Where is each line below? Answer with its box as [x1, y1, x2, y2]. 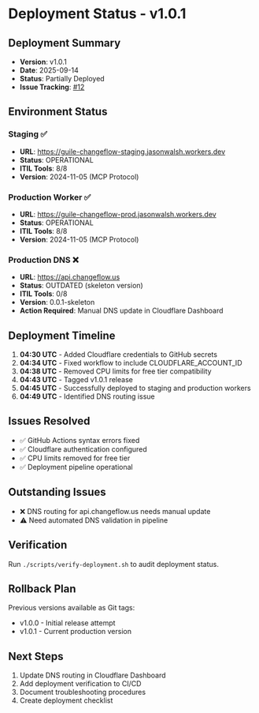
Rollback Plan [8, 582, 76, 595]
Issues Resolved [8, 415, 91, 428]
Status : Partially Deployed [19, 74, 105, 83]
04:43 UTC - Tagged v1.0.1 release [19, 375, 134, 385]
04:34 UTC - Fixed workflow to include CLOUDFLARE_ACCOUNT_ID [19, 358, 242, 368]
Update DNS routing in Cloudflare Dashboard [19, 670, 167, 680]
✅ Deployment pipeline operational [19, 462, 134, 471]
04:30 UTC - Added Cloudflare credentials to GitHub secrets [19, 350, 218, 359]
